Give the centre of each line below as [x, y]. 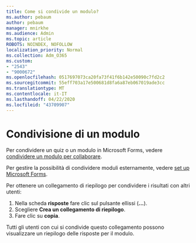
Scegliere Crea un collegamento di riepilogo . [70, 209]
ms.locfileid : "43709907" [38, 105]
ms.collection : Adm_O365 [37, 55]
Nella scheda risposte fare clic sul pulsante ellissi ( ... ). [81, 203]
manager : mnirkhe [27, 28]
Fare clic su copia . [37, 216]
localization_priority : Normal [45, 50]
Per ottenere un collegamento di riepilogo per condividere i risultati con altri [98, 186]
